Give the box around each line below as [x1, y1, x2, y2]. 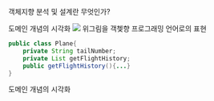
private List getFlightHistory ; [22, 54, 131, 62]
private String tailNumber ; [22, 47, 116, 55]
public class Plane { [8, 40, 78, 48]
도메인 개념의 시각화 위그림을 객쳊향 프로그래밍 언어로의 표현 [8, 24, 207, 33]
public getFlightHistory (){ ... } [22, 62, 131, 70]
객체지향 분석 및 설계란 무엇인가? [8, 7, 111, 16]
